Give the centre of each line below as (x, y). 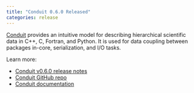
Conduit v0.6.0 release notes (51, 71)
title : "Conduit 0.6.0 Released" (48, 12)
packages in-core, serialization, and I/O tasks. (64, 47)
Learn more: (22, 59)
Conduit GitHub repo (41, 77)
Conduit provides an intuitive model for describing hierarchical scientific (96, 34)
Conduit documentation (45, 84)
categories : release (32, 18)
